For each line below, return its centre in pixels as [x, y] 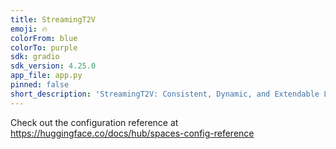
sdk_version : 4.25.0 [53, 66]
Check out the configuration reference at [94, 122]
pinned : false [40, 85]
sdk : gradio [35, 57]
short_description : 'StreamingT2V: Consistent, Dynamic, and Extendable [165, 94]
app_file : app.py [46, 76]
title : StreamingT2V [53, 19]
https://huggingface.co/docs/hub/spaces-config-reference [132, 133]
